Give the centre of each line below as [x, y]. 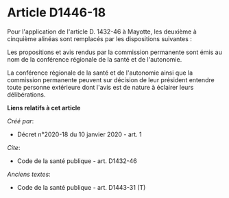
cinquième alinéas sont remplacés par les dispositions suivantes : [99, 38]
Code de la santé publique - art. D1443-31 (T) [81, 187]
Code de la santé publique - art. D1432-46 [77, 161]
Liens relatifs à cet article [44, 108]
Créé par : [21, 121]
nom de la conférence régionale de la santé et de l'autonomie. [95, 59]
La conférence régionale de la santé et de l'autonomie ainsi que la [100, 73]
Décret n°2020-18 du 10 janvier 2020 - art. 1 [79, 134]
